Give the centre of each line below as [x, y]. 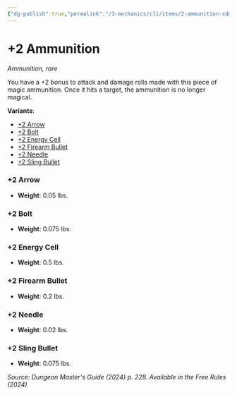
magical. [20, 97]
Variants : [21, 111]
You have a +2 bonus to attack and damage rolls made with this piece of [112, 82]
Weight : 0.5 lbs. [41, 262]
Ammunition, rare [32, 68]
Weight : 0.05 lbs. [43, 195]
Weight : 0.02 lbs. [43, 330]
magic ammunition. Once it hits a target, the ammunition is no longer [107, 90]
